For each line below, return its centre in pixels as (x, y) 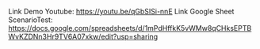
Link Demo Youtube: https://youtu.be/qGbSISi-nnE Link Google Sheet (121, 11)
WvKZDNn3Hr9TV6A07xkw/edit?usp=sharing (83, 36)
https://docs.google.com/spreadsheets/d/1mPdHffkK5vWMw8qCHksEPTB (130, 28)
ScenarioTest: (31, 20)
